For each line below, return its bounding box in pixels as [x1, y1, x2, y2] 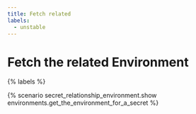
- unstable [13, 23, 46, 30]
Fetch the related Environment [7, 54, 189, 70]
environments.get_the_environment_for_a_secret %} [7, 98, 159, 107]
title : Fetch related [7, 10, 71, 18]
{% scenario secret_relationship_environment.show [7, 91, 157, 100]
